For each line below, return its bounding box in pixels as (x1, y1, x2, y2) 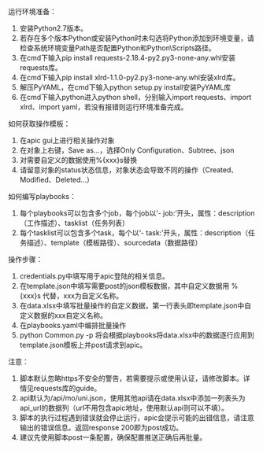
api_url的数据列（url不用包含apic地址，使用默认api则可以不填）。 (19, 404, 228, 412)
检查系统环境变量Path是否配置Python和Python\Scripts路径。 (19, 43, 217, 53)
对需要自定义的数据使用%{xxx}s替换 (19, 156, 138, 164)
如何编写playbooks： (8, 192, 76, 201)
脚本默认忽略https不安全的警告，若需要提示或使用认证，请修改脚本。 (19, 374, 244, 383)
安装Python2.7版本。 (19, 24, 88, 33)
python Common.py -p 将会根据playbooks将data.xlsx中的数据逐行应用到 (19, 330, 254, 340)
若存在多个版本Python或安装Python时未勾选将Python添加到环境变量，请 (19, 34, 254, 42)
